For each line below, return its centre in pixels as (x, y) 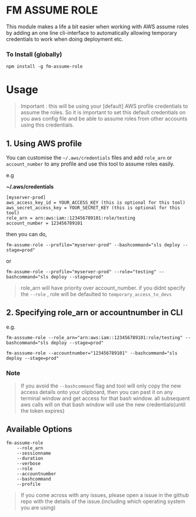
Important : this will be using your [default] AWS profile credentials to (104, 106)
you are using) (38, 508)
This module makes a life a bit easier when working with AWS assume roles (98, 26)
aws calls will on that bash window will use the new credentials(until (103, 405)
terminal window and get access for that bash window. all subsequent (105, 399)
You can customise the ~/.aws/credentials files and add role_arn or (89, 157)
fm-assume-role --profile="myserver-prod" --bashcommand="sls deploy (93, 245)
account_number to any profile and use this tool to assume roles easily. (90, 164)
